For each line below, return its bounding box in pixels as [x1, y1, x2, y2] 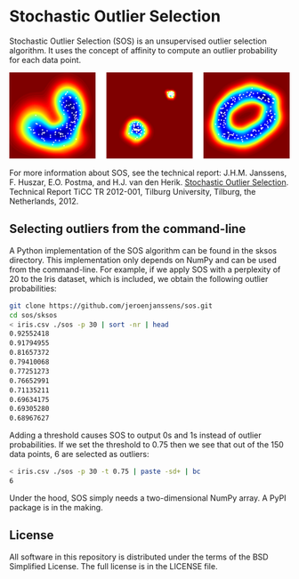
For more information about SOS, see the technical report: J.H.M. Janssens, [9, 167, 287, 178]
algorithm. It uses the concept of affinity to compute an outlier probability [9, 44, 278, 55]
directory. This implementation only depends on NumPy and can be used [9, 254, 278, 265]
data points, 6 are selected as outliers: [9, 449, 149, 460]
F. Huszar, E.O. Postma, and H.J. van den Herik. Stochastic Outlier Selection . [9, 177, 289, 188]
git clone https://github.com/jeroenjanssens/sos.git [9, 301, 214, 310]
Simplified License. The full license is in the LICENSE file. [9, 560, 218, 571]
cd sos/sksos [9, 310, 58, 319]
